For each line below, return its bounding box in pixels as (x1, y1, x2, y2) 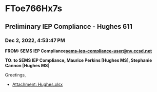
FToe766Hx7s (5, 3, 62, 14)
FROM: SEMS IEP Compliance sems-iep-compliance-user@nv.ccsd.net (5, 48, 152, 54)
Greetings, (5, 72, 26, 78)
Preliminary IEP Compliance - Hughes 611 (5, 22, 133, 31)
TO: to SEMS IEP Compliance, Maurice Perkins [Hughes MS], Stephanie (5, 57, 152, 63)
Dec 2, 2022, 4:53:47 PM (5, 37, 65, 44)
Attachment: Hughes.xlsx (12, 81, 63, 87)
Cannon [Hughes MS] (5, 62, 50, 68)
